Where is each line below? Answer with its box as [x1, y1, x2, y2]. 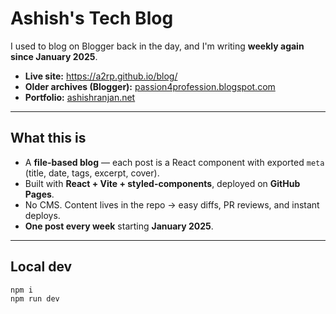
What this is [10, 130, 87, 147]
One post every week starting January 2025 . [24, 220, 214, 232]
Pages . [24, 188, 55, 200]
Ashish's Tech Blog [10, 7, 174, 30]
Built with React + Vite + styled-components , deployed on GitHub [24, 177, 301, 189]
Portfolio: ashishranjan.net [24, 91, 136, 103]
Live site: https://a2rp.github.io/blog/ [24, 70, 178, 82]
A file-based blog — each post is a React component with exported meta [24, 156, 325, 168]
